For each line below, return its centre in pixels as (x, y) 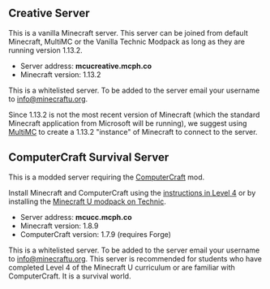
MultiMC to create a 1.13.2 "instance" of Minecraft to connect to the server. (133, 132)
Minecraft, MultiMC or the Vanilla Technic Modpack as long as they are (127, 41)
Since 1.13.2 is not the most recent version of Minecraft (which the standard (134, 114)
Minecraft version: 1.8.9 (59, 226)
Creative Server (49, 13)
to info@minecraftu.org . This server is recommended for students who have (135, 258)
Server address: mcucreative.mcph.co (86, 66)
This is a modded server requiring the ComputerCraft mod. (107, 177)
